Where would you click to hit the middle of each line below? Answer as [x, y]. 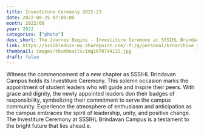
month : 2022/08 [25, 23]
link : [13, 46]
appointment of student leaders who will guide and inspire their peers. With [100, 87]
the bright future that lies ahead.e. [49, 125]
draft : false [23, 57]
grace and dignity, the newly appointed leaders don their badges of [90, 93]
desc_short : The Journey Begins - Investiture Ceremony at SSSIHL [92, 40]
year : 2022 [20, 29]
